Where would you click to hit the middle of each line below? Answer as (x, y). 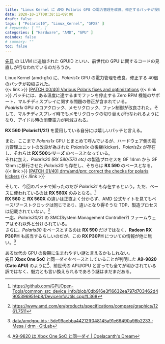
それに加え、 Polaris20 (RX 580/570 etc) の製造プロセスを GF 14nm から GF (81, 159)
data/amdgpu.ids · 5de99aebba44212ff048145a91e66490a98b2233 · (82, 321)
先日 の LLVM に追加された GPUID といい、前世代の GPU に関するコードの (80, 61)
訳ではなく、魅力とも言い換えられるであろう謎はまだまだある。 (69, 272)
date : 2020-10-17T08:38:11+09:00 (39, 14)
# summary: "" (20, 42)
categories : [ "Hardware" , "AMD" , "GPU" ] (49, 33)
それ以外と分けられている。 (41, 224)
